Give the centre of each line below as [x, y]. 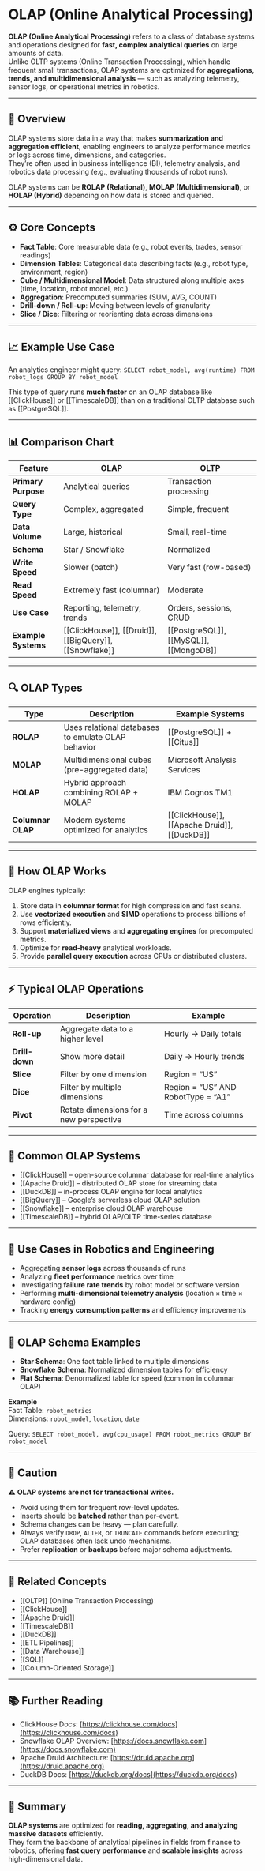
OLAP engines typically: [47, 890]
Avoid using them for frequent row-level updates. [99, 1507]
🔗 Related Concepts [58, 1582]
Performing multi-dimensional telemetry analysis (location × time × [131, 1294]
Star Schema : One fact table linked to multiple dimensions [114, 1362]
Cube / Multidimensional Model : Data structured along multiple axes [132, 280]
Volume [27, 537]
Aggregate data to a [97, 1028]
